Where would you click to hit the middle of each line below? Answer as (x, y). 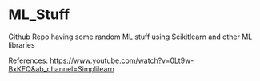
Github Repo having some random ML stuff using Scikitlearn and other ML (130, 37)
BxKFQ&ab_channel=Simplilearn (61, 68)
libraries (22, 44)
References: (28, 60)
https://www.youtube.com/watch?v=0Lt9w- (122, 60)
